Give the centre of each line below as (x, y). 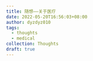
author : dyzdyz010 (28, 22)
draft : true (20, 49)
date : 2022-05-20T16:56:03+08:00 (47, 17)
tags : (13, 28)
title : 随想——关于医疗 (31, 11)
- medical (23, 38)
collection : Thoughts (32, 44)
